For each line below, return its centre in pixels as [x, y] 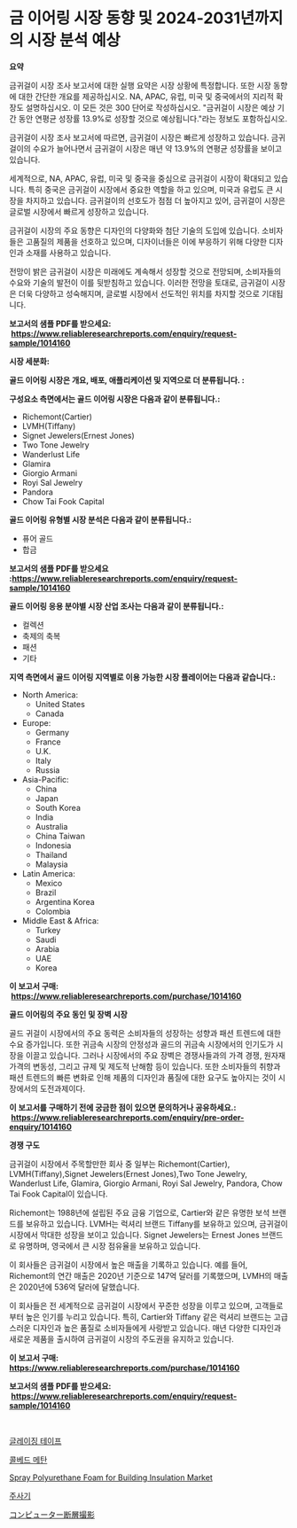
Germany [52, 732]
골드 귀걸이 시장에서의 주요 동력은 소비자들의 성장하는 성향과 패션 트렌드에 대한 [145, 1033]
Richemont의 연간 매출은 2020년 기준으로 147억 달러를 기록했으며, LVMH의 [141, 1275]
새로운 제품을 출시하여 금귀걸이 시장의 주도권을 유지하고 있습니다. [122, 1338]
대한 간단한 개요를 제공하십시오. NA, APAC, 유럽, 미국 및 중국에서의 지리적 [146, 96]
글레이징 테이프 [35, 1440]
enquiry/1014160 [41, 1127]
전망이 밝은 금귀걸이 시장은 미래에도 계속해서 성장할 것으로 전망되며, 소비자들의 [145, 271]
